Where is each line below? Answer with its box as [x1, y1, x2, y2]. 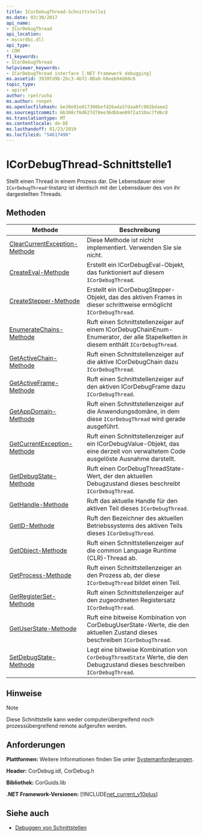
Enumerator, [87, 333, 122, 341]
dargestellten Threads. [6, 190, 63, 197]
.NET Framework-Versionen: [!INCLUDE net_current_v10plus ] [6, 791, 158, 798]
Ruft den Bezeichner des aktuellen [87, 514, 184, 522]
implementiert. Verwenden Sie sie [87, 243, 182, 251]
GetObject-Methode [9, 546, 67, 554]
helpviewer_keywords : [6, 64, 61, 71]
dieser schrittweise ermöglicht [87, 300, 173, 308]
